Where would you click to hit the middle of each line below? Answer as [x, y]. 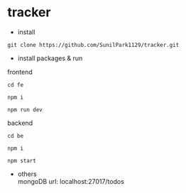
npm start [22, 160]
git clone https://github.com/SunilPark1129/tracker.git [93, 45]
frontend [20, 72]
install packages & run [50, 58]
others [27, 174]
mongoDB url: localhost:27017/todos [71, 181]
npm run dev [25, 110]
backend [20, 123]
